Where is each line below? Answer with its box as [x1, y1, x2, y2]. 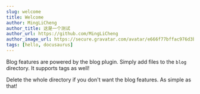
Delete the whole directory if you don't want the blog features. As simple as [6, 76, 192, 83]
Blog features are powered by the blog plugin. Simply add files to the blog [6, 58, 187, 65]
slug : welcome [6, 8, 42, 15]
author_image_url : [6, 36, 52, 42]
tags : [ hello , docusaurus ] [6, 42, 73, 48]
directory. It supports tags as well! [6, 64, 90, 71]
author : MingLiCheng [6, 20, 58, 26]
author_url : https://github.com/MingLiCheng [6, 31, 118, 37]
